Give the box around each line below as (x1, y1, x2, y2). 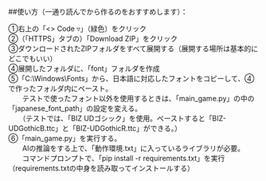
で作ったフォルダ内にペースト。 (8, 84, 113, 93)
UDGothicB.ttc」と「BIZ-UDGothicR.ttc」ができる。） (8, 124, 182, 133)
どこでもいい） (8, 54, 57, 63)
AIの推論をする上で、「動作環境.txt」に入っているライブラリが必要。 (22, 144, 245, 153)
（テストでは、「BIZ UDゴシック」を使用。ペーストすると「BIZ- (22, 114, 227, 123)
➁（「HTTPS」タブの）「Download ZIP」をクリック (8, 34, 178, 43)
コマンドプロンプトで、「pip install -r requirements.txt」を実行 (22, 154, 225, 163)
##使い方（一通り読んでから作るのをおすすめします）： (8, 7, 189, 16)
